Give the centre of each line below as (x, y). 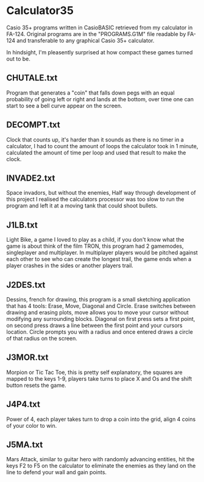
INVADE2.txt (31, 178)
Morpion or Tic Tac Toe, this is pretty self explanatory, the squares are (94, 372)
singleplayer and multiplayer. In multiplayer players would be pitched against (102, 253)
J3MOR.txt (27, 358)
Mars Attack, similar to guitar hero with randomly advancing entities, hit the (100, 459)
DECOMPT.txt (33, 125)
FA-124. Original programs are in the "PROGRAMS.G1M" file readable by (96, 34)
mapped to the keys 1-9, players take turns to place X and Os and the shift (99, 378)
